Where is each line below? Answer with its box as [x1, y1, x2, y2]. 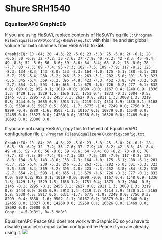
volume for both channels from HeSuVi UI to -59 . [5, 43, 105, 48]
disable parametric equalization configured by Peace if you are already [5, 224, 149, 230]
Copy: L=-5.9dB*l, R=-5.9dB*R [5, 210, 67, 215]
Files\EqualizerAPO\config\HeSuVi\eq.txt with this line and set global [5, 37, 148, 43]
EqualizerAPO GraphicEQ [5, 21, 66, 28]
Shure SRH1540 [5, 3, 71, 14]
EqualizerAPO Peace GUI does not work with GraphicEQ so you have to [5, 218, 150, 224]
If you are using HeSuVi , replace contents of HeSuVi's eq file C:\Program [5, 32, 152, 38]
